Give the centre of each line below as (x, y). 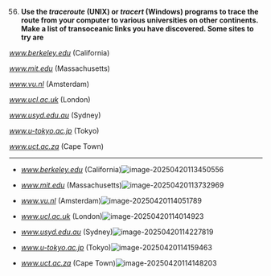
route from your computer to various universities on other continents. (140, 20)
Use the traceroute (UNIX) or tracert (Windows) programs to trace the (140, 12)
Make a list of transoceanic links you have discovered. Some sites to (137, 29)
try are (32, 37)
